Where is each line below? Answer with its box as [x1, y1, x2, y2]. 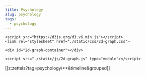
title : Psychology [5, 7, 43, 12]
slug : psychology [5, 12, 41, 17]
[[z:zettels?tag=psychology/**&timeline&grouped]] [5, 65, 110, 71]
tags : [5, 16, 16, 21]
